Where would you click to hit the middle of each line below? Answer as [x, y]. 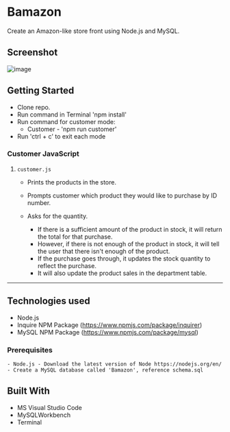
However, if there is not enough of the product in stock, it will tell [128, 243]
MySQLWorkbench [43, 415]
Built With [28, 391]
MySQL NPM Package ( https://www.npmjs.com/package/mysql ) [107, 332]
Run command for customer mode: [66, 121]
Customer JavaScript [43, 154]
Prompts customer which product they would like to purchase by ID [122, 195]
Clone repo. [34, 107]
